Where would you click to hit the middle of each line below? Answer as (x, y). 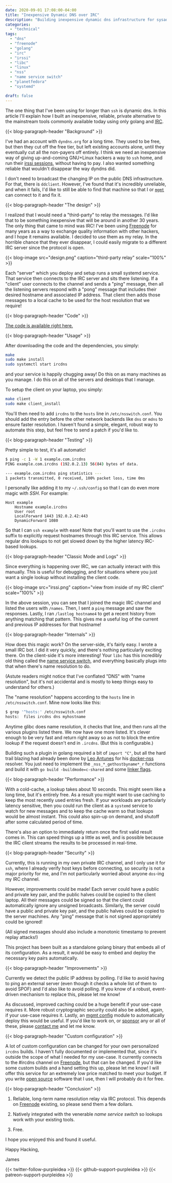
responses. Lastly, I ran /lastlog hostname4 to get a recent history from (81, 614)
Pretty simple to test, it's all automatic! (46, 449)
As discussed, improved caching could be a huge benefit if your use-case (83, 1004)
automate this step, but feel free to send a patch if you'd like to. (72, 430)
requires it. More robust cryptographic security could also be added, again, (84, 1010)
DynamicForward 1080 (36, 521)
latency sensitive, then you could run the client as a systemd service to (79, 806)
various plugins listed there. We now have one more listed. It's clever (78, 732)
